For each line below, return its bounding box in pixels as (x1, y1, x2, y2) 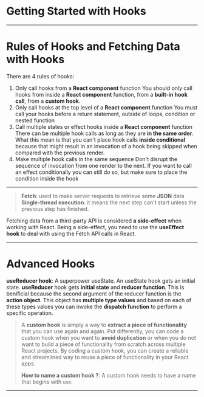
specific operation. (6, 309, 53, 317)
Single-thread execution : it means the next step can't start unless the (21, 199, 197, 206)
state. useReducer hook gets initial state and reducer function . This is (6, 283, 185, 291)
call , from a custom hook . (15, 97, 81, 105)
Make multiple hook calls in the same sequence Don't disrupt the (15, 155, 178, 162)
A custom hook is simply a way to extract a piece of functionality (21, 321, 187, 328)
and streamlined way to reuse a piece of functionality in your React (21, 353, 189, 361)
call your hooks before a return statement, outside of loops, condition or (15, 110, 195, 117)
